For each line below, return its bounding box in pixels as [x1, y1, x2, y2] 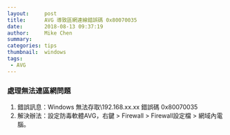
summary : [7, 36, 32, 43]
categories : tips [7, 42, 57, 49]
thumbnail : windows [7, 49, 67, 56]
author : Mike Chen [7, 29, 73, 37]
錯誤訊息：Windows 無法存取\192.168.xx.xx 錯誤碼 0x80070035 [17, 102, 198, 111]
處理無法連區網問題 [7, 86, 71, 96]
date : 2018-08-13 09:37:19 [7, 23, 104, 30]
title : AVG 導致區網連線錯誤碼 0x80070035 [7, 17, 137, 24]
